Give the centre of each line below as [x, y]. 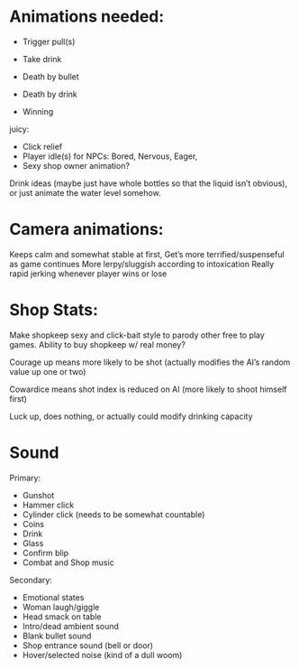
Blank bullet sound [57, 636]
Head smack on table [62, 617]
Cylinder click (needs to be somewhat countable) [113, 514]
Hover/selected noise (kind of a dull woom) [102, 655]
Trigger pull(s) [49, 42]
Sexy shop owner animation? [76, 165]
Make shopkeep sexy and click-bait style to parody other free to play [137, 335]
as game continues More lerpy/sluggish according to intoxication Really [142, 264]
